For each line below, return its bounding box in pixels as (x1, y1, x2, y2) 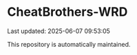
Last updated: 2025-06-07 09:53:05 (7, 27, 110, 35)
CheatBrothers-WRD (7, 4, 128, 20)
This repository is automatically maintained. (7, 40, 131, 48)
